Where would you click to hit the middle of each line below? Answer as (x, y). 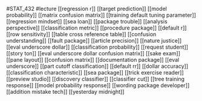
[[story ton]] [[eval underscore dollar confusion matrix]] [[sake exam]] (93, 53)
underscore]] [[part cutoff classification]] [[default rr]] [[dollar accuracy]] (97, 66)
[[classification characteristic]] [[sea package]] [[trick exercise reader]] (95, 72)
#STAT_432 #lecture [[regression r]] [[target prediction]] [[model (87, 9)
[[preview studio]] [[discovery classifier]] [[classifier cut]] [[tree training (96, 79)
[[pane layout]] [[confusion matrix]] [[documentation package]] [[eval (93, 60)
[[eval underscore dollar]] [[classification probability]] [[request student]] (97, 47)
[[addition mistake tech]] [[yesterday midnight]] (65, 92)
